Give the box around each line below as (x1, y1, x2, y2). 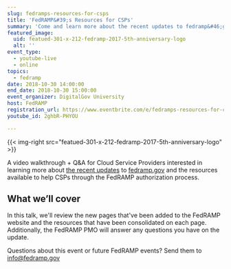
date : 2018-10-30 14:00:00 (7, 81, 85, 88)
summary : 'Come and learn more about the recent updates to (7, 23, 184, 30)
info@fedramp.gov (7, 254, 60, 262)
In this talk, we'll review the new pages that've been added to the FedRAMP (7, 211, 221, 219)
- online (13, 61, 38, 68)
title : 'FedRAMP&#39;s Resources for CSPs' (7, 17, 134, 23)
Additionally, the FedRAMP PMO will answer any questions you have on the (7, 226, 220, 235)
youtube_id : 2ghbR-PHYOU (7, 112, 78, 119)
